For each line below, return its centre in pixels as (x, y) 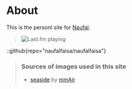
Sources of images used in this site (74, 66)
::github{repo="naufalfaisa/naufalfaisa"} (56, 51)
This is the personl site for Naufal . (48, 27)
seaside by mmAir (53, 80)
